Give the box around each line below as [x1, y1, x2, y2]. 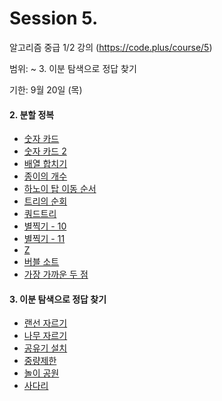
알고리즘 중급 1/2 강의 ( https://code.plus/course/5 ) [9, 41, 213, 53]
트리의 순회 [23, 195, 68, 207]
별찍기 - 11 [23, 233, 66, 245]
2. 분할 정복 [9, 108, 55, 121]
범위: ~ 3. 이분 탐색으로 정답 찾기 [9, 62, 137, 74]
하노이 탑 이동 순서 [23, 183, 97, 195]
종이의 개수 [23, 170, 68, 182]
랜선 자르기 [23, 317, 68, 329]
